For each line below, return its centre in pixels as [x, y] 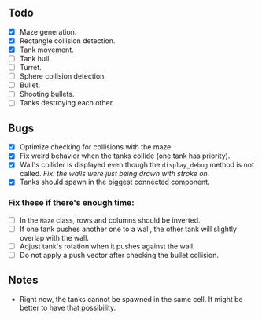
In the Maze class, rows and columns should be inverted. [110, 220]
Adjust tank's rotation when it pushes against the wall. [107, 246]
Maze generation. [48, 31]
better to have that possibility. [68, 307]
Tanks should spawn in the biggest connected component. [114, 182]
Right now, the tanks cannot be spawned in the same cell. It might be [131, 299]
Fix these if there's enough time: [72, 203]
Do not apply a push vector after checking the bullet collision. [119, 255]
